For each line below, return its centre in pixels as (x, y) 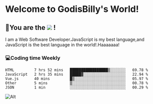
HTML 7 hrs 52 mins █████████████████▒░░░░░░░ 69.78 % (77, 70)
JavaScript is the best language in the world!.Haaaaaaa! (62, 45)
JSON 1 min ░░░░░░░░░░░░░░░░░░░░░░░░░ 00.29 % (77, 88)
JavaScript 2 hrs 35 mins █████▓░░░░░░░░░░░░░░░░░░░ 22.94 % (77, 75)
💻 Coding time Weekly (33, 58)
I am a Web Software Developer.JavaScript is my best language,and (75, 39)
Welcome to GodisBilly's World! (72, 9)
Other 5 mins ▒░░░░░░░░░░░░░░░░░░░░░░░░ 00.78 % (77, 83)
